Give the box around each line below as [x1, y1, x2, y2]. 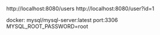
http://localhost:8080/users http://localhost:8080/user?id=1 [6, 5, 155, 12]
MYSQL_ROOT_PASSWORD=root [6, 23, 89, 30]
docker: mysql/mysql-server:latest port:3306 [6, 17, 118, 23]
